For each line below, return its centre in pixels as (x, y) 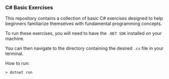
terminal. (14, 53)
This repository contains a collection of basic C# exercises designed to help (84, 18)
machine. (15, 38)
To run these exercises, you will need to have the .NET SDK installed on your (83, 33)
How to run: (17, 63)
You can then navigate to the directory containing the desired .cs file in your (84, 48)
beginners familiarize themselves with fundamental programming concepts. (84, 23)
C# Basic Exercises (29, 7)
